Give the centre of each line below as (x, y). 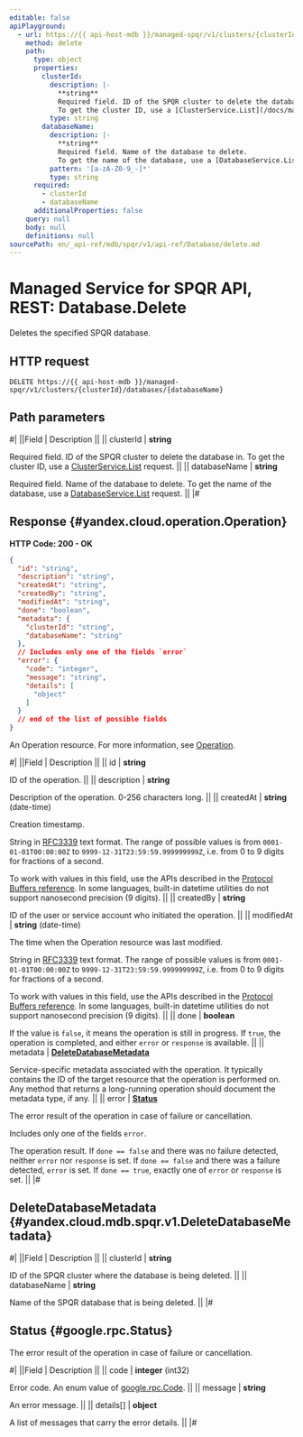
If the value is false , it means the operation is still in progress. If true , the (145, 1033)
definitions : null (60, 235)
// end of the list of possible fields (92, 719)
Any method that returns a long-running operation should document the (142, 1089)
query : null (48, 219)
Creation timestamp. (47, 824)
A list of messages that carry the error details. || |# (103, 1423)
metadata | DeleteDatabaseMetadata (80, 1052)
